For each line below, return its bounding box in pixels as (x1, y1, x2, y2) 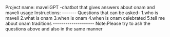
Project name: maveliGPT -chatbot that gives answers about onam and (5, 5, 155, 10)
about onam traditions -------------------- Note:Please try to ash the (5, 20, 150, 26)
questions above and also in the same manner (5, 26, 103, 32)
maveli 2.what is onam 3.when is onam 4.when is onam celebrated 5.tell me (5, 15, 165, 21)
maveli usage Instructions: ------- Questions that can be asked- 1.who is (5, 10, 159, 16)
